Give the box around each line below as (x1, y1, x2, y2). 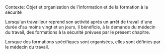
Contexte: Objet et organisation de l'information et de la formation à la (5, 4, 148, 10)
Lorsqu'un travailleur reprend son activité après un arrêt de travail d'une (5, 19, 153, 25)
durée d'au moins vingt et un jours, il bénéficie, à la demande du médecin (5, 24, 156, 30)
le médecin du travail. (5, 44, 50, 50)
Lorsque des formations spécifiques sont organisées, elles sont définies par (5, 39, 161, 45)
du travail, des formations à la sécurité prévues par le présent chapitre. (5, 29, 151, 35)
